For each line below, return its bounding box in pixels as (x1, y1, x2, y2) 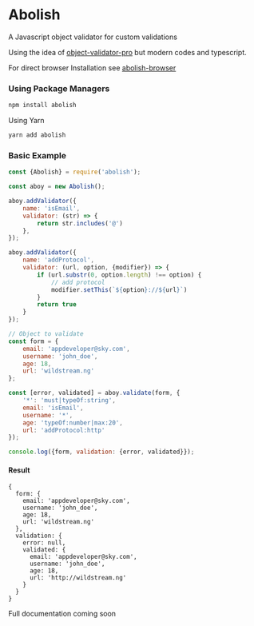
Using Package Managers (8, 82, 110, 94)
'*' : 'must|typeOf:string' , (22, 397, 116, 405)
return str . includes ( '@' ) (37, 219, 124, 227)
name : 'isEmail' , (22, 204, 81, 213)
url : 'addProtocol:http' (22, 426, 105, 434)
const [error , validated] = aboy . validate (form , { (8, 389, 181, 397)
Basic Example (8, 150, 66, 161)
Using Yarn (8, 116, 46, 126)
